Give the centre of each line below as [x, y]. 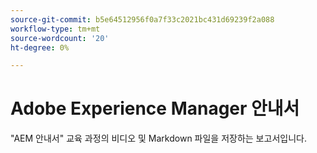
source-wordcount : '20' [60, 38]
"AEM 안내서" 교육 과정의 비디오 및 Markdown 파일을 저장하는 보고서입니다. [158, 138]
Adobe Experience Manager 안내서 [155, 108]
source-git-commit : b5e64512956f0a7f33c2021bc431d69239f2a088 [142, 19]
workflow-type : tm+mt [55, 29]
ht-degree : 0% [40, 47]
